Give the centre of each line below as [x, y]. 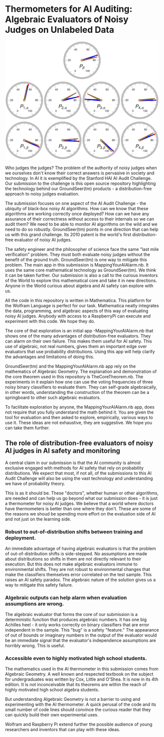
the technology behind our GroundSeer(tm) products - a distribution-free [79, 188]
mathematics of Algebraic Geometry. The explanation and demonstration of [81, 371]
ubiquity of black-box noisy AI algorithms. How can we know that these [77, 208]
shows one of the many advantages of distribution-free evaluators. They [78, 336]
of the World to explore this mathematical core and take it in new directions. [81, 280]
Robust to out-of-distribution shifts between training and [74, 532]
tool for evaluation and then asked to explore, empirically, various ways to [79, 417]
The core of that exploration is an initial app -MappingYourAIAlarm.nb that [79, 331]
